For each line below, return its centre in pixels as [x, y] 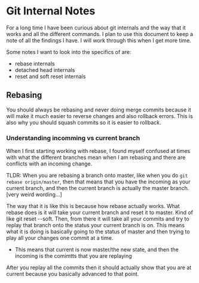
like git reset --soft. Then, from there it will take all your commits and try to [98, 219]
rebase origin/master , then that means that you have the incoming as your [98, 182]
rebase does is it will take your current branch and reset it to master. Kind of [99, 213]
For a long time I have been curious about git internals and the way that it [96, 28]
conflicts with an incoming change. [49, 164]
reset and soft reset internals [50, 76]
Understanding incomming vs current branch [73, 138]
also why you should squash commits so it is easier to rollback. [84, 122]
